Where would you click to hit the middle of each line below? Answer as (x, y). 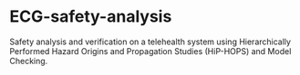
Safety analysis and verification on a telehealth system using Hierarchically (150, 42)
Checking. (29, 61)
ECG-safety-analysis (91, 17)
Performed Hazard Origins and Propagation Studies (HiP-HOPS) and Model (150, 51)
